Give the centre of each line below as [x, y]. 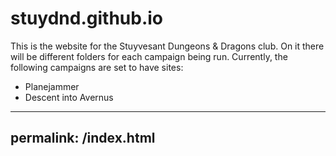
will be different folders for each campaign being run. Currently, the [149, 56]
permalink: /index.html [83, 138]
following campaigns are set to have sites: [97, 67]
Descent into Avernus [69, 97]
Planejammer [52, 86]
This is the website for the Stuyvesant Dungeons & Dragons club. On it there [167, 46]
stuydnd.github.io [87, 18]
